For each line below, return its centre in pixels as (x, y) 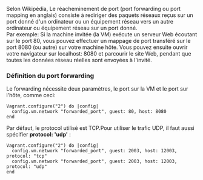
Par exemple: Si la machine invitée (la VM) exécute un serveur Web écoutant (102, 34)
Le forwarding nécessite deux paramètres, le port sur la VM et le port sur (97, 89)
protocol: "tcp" (27, 156)
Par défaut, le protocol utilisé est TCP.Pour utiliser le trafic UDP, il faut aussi (101, 128)
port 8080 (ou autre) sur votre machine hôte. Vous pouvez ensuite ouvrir (97, 47)
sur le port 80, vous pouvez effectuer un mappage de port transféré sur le (98, 41)
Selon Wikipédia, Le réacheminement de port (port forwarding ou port (93, 9)
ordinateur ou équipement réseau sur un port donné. (72, 28)
